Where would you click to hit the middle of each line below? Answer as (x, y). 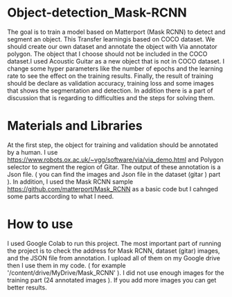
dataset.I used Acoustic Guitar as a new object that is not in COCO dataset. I (116, 61)
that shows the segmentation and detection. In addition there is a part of (110, 90)
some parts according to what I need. (61, 196)
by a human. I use (33, 152)
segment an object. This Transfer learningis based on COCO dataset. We (111, 39)
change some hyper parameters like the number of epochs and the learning (115, 68)
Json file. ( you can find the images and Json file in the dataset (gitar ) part (114, 174)
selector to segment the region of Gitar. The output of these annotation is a (114, 166)
